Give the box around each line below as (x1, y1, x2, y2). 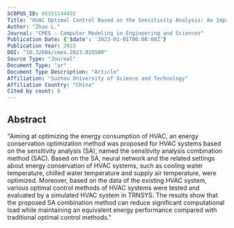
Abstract (7, 113, 47, 125)
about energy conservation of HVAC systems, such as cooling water (7, 161, 203, 170)
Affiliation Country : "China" (7, 81, 95, 88)
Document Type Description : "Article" (7, 68, 120, 75)
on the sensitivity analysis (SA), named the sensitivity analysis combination (7, 147, 223, 155)
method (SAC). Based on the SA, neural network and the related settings (7, 154, 215, 162)
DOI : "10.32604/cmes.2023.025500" (7, 49, 108, 56)
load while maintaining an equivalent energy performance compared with (7, 206, 217, 214)
